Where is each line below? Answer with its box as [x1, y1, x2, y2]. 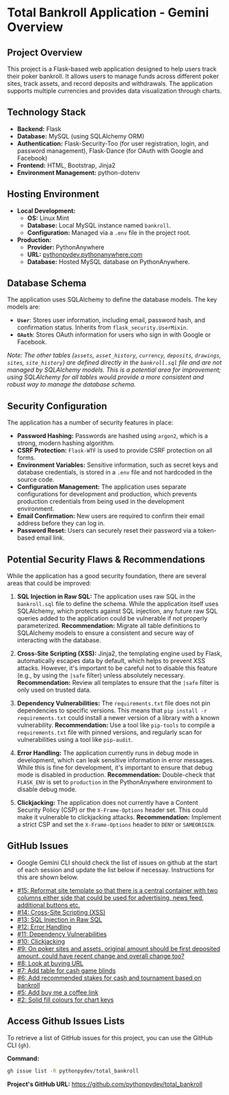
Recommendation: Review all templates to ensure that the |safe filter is [16, 679, 219, 687]
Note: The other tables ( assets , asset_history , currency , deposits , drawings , [7, 351, 221, 359]
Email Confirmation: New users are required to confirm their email [16, 512, 205, 520]
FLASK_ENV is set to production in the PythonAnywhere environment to [16, 778, 213, 786]
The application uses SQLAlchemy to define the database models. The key [7, 296, 217, 304]
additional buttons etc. [16, 900, 81, 909]
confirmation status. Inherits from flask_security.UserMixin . [16, 324, 189, 332]
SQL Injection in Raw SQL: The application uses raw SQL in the [16, 592, 196, 601]
